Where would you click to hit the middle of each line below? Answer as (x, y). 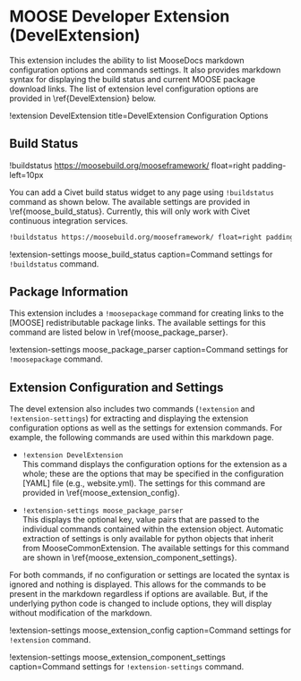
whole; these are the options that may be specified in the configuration (153, 474)
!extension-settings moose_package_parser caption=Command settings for (149, 350)
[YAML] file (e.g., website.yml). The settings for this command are (144, 483)
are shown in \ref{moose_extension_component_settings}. (129, 558)
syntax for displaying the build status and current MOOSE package (132, 79)
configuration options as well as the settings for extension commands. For (146, 428)
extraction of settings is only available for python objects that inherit (148, 539)
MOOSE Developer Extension (120, 17)
